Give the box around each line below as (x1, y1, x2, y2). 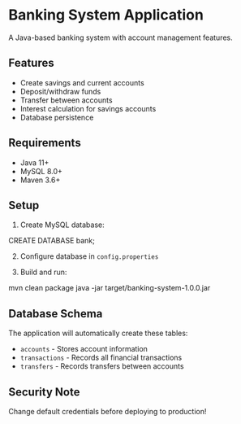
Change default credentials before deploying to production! (8, 407, 207, 416)
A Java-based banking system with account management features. (8, 33, 233, 42)
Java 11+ (19, 157, 49, 168)
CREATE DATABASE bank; (8, 236, 96, 246)
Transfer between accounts (19, 95, 113, 105)
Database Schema (8, 307, 103, 321)
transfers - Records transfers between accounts (19, 361, 184, 371)
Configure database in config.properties (19, 251, 159, 261)
